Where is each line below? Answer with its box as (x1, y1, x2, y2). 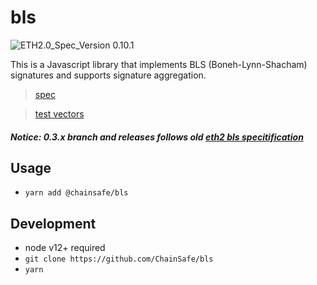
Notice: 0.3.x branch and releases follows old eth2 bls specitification (10, 131, 304, 143)
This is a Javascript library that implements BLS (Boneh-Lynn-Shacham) (10, 58, 308, 70)
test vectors (34, 107, 85, 120)
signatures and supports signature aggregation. (10, 69, 207, 81)
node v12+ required (24, 242, 106, 254)
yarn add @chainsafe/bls (24, 188, 129, 198)
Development (10, 215, 97, 232)
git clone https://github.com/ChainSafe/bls (24, 254, 214, 265)
